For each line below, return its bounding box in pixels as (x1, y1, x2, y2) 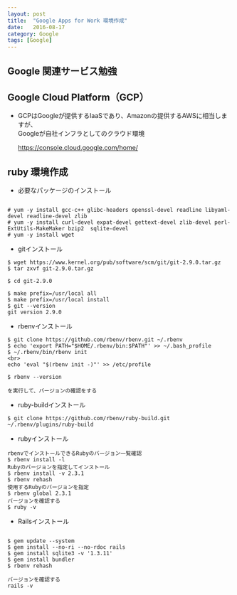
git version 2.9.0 (7, 309, 62, 316)
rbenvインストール (17, 322, 73, 331)
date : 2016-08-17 (7, 23, 65, 31)
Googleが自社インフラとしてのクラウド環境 (17, 129, 145, 138)
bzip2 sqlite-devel (68, 225, 130, 232)
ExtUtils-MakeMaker (7, 225, 65, 232)
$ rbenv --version (7, 374, 62, 381)
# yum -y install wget (7, 232, 75, 239)
